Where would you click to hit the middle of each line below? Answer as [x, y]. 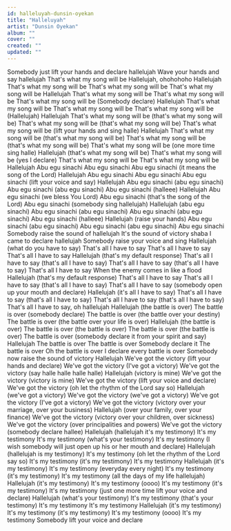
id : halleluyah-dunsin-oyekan [51, 13]
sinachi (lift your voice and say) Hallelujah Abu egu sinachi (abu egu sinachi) [115, 182]
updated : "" [24, 53]
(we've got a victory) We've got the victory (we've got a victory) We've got [113, 395]
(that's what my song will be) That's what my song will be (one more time [111, 145]
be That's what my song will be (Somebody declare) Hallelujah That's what [113, 101]
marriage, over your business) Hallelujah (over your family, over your [104, 409]
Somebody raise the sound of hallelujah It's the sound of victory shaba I [109, 233]
